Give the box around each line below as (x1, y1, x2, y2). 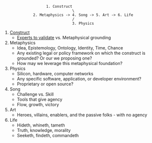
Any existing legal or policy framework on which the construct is (17, 50, 146, 56)
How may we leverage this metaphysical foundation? (17, 61, 123, 66)
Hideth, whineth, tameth (17, 122, 66, 128)
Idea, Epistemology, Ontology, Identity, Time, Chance (17, 45, 123, 50)
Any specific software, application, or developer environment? (17, 76, 142, 81)
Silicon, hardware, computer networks (17, 71, 94, 77)
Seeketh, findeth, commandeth (17, 133, 79, 138)
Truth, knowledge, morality (17, 127, 71, 133)
